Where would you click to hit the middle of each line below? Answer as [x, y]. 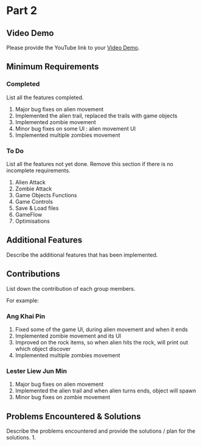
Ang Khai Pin [26, 316]
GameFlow [29, 214]
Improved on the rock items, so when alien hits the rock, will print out [102, 342]
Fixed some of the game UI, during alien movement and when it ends [101, 329]
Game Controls [34, 201]
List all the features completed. [45, 97]
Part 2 [22, 11]
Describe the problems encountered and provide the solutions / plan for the [101, 431]
